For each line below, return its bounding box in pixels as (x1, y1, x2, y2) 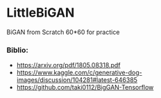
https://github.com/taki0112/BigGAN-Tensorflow (16, 83, 154, 92)
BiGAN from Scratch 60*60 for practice (6, 28, 120, 36)
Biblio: (6, 45, 28, 55)
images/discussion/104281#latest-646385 (16, 76, 138, 84)
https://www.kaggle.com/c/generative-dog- (16, 68, 143, 77)
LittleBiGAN (6, 5, 75, 21)
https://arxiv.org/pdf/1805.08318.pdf (16, 61, 121, 70)
